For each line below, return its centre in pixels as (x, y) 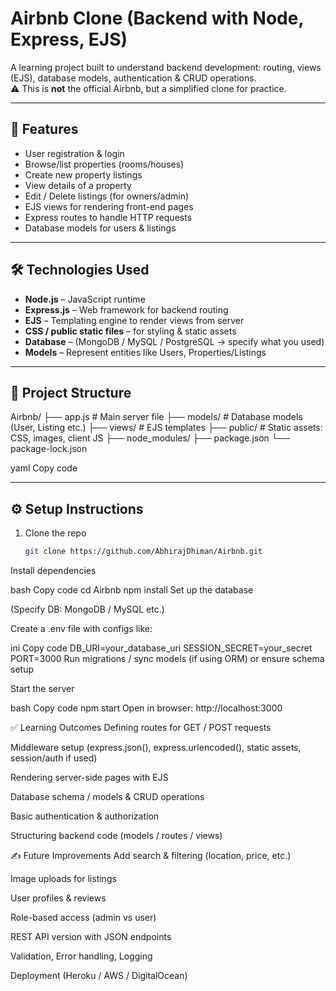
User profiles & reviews (58, 898)
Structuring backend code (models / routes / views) (116, 836)
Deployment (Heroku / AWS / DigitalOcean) (99, 976)
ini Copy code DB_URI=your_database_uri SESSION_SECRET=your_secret (161, 648)
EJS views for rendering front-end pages (109, 206)
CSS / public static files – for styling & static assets (130, 331)
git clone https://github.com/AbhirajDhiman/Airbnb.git (143, 552)
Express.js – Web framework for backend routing (126, 309)
